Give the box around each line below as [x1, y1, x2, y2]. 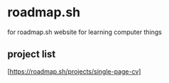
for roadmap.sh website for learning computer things [7, 28, 162, 36]
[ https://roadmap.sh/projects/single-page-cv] [7, 67, 141, 75]
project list [7, 48, 56, 60]
